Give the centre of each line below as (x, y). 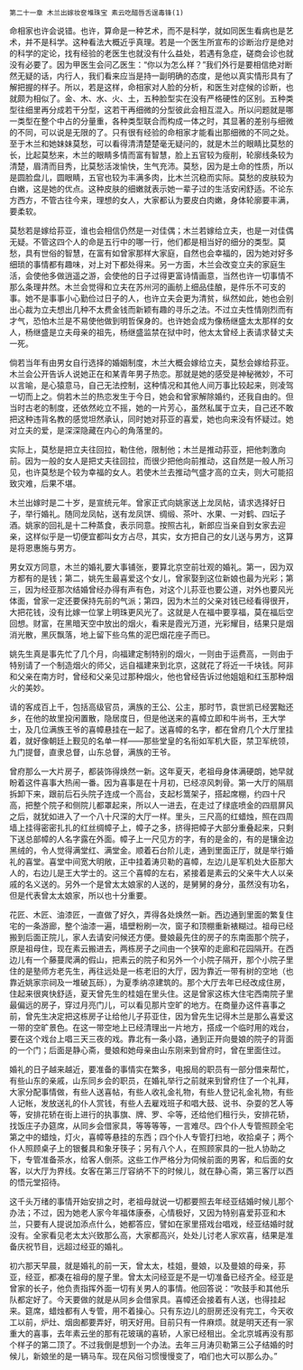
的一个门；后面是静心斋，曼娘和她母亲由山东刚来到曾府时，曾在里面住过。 (147, 1050)
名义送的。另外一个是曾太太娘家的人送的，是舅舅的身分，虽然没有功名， (159, 884)
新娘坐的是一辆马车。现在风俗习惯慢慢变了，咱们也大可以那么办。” (155, 1356)
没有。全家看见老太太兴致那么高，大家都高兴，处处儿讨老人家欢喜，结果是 (147, 1235)
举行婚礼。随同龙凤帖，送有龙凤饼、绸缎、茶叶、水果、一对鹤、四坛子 (155, 514)
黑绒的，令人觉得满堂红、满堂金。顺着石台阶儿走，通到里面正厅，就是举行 (147, 850)
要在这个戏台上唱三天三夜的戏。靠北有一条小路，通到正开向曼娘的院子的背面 (151, 1039)
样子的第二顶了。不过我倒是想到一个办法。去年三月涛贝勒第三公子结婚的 (151, 1345)
